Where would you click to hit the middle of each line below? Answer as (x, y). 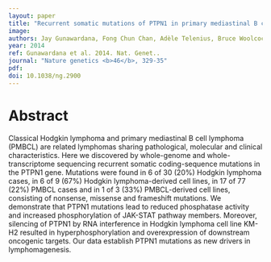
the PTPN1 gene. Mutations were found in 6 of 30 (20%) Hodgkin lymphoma (135, 172)
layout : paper (32, 16)
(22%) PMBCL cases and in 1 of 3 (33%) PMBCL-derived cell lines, (119, 189)
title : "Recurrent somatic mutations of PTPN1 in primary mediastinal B (133, 23)
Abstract (38, 116)
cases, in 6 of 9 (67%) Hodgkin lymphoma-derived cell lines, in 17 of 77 (127, 181)
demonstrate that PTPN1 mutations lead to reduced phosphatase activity (129, 206)
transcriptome (32, 164)
